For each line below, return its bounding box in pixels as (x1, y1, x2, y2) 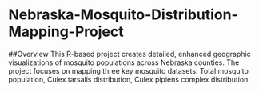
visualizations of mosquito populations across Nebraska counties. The (8, 58, 240, 67)
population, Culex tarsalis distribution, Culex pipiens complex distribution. (8, 74, 250, 84)
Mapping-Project (8, 22, 124, 41)
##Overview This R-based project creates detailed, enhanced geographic (8, 49, 251, 58)
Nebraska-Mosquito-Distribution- (8, 6, 238, 24)
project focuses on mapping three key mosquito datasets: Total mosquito (8, 66, 249, 75)
